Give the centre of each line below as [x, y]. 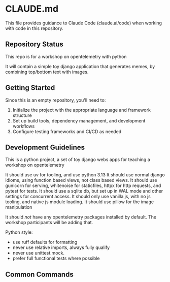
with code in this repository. [34, 28]
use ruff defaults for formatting [45, 242]
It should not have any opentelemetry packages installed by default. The [81, 217]
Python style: [19, 232]
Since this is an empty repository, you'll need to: [56, 100]
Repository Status [34, 44]
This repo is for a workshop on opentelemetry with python [66, 56]
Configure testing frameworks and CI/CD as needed [67, 131]
